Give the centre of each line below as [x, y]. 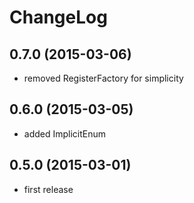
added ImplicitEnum [65, 133]
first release [48, 189]
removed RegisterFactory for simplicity [103, 78]
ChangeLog [58, 17]
